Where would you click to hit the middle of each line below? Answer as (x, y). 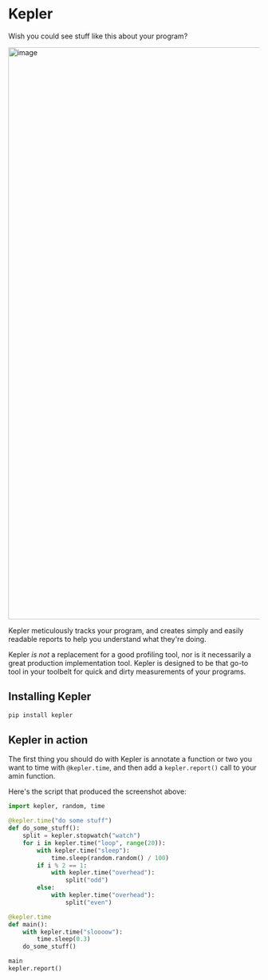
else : (46, 888)
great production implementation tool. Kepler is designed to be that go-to (128, 663)
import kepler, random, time (57, 807)
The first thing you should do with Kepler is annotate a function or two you (130, 759)
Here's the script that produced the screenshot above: (97, 791)
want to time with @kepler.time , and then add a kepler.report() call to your (132, 767)
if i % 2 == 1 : (62, 865)
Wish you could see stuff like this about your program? (98, 36)
